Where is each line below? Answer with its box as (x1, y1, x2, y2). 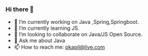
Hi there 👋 (5, 5, 35, 13)
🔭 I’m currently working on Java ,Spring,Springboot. (13, 19, 139, 26)
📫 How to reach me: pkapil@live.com (13, 44, 105, 51)
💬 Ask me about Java (13, 37, 66, 44)
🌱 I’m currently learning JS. (13, 24, 80, 32)
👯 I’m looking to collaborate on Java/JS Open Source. (13, 31, 143, 38)
